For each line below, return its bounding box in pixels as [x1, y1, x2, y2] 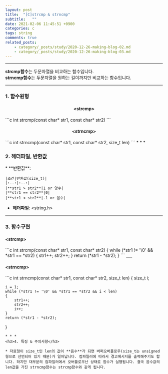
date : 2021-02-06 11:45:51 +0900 [5, 21, 75, 27]
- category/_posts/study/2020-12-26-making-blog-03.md [14, 49, 131, 54]
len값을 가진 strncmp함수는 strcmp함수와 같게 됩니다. [5, 365, 106, 370]
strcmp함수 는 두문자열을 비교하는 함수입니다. [5, 68, 94, 74]
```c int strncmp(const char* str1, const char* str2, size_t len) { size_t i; [5, 275, 149, 281]
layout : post [5, 7, 32, 13]
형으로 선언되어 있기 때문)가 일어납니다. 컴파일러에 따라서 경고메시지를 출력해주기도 [5, 354, 154, 359]
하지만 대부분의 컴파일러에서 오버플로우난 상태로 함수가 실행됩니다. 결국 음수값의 [16, 359, 160, 364]
